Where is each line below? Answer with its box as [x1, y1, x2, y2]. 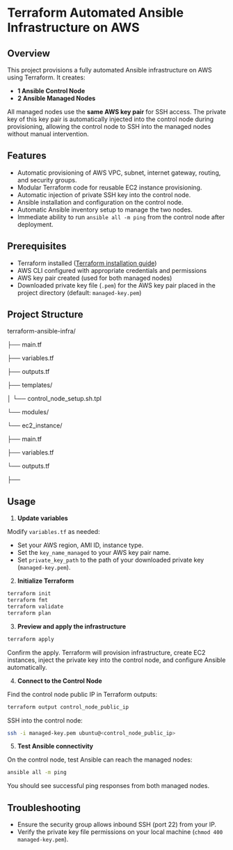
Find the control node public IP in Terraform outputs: [7, 690, 158, 698]
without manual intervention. [7, 130, 89, 138]
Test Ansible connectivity [17, 742, 94, 750]
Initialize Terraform [17, 576, 74, 585]
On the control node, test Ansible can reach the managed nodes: [7, 755, 193, 764]
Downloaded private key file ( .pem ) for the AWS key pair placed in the [17, 281, 216, 290]
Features [7, 150, 47, 162]
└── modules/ [7, 408, 49, 416]
